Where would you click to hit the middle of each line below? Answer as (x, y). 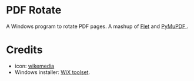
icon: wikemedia (34, 66)
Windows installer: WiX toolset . (52, 72)
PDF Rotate (34, 10)
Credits (24, 50)
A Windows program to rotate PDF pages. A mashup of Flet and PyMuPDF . (97, 26)
